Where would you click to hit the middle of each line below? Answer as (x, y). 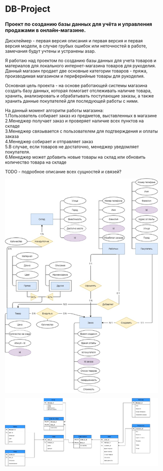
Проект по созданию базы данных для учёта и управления (79, 24)
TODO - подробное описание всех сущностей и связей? (63, 172)
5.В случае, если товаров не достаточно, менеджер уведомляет (72, 147)
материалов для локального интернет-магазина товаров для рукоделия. (81, 66)
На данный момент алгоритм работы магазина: (55, 111)
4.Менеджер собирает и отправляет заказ (49, 142)
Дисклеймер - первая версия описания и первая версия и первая (74, 41)
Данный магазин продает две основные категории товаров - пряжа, (76, 71)
